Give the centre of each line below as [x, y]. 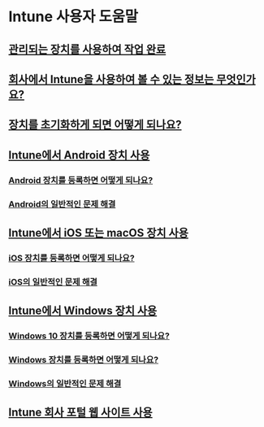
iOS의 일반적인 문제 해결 [53, 281]
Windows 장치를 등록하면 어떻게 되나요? [84, 360]
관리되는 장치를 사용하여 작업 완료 [87, 49]
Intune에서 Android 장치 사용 [79, 155]
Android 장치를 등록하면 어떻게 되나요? [81, 180]
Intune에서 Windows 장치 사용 [83, 311]
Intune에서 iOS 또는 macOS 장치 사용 [99, 233]
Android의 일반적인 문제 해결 [62, 204]
